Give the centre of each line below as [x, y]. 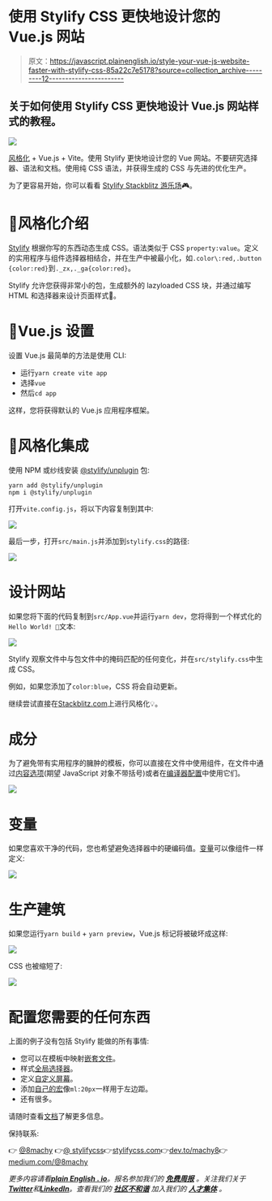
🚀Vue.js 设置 [51, 331]
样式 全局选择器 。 [49, 1069]
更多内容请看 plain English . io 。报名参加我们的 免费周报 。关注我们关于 [127, 1179]
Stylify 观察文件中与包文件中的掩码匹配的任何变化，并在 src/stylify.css [129, 659]
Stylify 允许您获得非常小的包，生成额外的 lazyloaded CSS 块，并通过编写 [130, 285]
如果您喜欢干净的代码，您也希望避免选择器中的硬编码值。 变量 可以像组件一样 [136, 849]
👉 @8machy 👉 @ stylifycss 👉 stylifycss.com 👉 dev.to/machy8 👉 [118, 1151]
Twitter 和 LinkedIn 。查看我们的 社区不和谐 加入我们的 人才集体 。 [117, 1189]
